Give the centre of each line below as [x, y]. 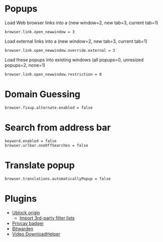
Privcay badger [28, 223]
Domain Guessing [43, 94]
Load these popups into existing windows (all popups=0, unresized [74, 60]
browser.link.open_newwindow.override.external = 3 [60, 50]
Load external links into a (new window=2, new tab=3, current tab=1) [76, 41]
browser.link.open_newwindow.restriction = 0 [53, 74]
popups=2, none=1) [25, 65]
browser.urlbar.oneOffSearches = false [47, 145]
